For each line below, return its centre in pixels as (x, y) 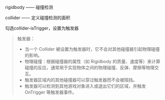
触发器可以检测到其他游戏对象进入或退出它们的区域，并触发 (85, 86)
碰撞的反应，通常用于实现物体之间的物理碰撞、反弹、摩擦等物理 (89, 67)
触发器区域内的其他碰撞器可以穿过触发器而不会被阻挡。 (81, 80)
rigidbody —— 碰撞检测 (29, 7)
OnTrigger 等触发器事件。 (51, 92)
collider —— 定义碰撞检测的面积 (38, 18)
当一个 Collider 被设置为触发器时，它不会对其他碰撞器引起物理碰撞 (92, 49)
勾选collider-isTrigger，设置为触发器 (42, 28)
